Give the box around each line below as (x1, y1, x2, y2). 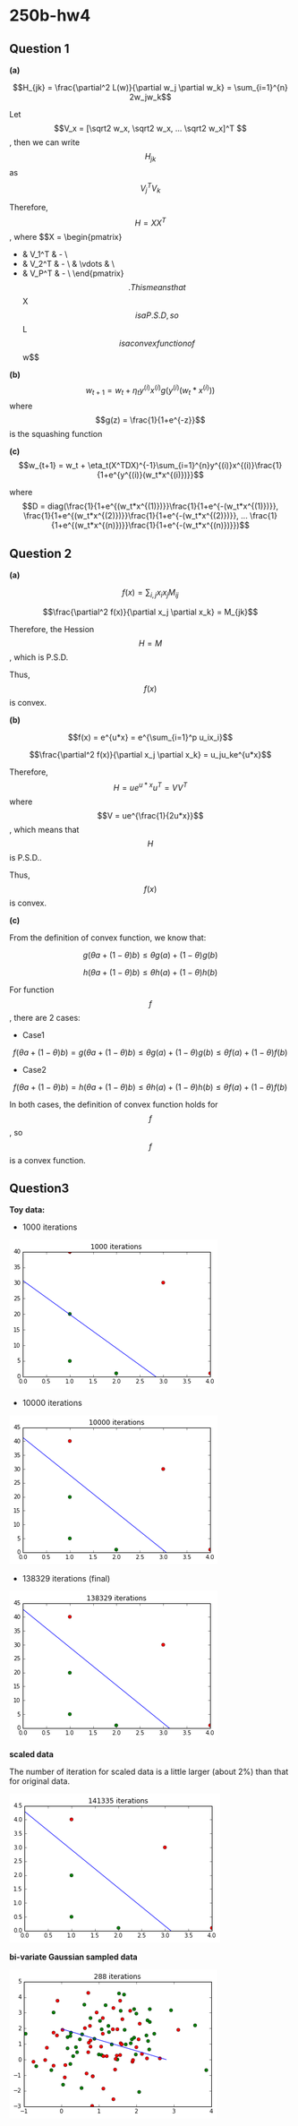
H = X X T (134, 216, 166, 228)
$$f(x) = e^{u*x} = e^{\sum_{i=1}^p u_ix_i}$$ (67, 732, 234, 742)
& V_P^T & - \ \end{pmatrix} (21, 268, 124, 279)
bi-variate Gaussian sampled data (9, 1951, 138, 1962)
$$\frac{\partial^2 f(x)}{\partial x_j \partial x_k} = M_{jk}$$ (42, 606, 259, 617)
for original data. (9, 1776, 70, 1787)
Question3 (9, 1181, 70, 1196)
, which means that (9, 824, 80, 835)
